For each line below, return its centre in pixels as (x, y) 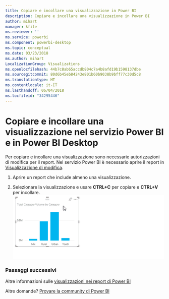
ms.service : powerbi (27, 37)
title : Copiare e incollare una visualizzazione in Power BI (71, 11)
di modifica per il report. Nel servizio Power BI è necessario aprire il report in (85, 162)
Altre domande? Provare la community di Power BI (58, 291)
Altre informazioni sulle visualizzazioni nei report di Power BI (68, 281)
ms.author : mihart (24, 58)
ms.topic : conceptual (28, 48)
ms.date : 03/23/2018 (27, 53)
